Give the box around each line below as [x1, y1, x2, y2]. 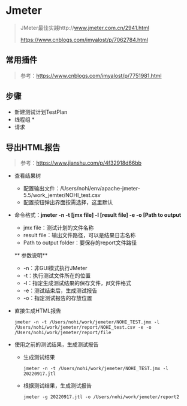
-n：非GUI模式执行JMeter [23, 265, 88, 272]
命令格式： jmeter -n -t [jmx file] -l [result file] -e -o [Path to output [14, 211, 182, 219]
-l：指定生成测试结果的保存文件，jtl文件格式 [23, 280, 131, 287]
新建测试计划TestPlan [14, 108, 68, 116]
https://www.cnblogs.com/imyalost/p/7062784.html [20, 36, 148, 43]
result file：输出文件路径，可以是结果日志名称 [23, 232, 136, 239]
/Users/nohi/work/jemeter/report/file [14, 330, 111, 336]
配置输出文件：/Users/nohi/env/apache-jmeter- [23, 185, 140, 192]
